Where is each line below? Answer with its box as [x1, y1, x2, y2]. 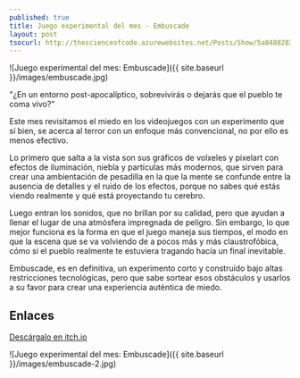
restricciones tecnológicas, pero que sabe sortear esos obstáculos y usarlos [9, 273, 291, 283]
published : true [9, 13, 70, 22]
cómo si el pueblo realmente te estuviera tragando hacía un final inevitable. [9, 246, 286, 256]
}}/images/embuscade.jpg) [9, 72, 109, 83]
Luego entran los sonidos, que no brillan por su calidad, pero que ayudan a [9, 207, 286, 219]
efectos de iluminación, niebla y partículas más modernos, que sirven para [9, 162, 284, 172]
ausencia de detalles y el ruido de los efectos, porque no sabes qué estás [9, 181, 280, 192]
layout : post [9, 29, 58, 38]
